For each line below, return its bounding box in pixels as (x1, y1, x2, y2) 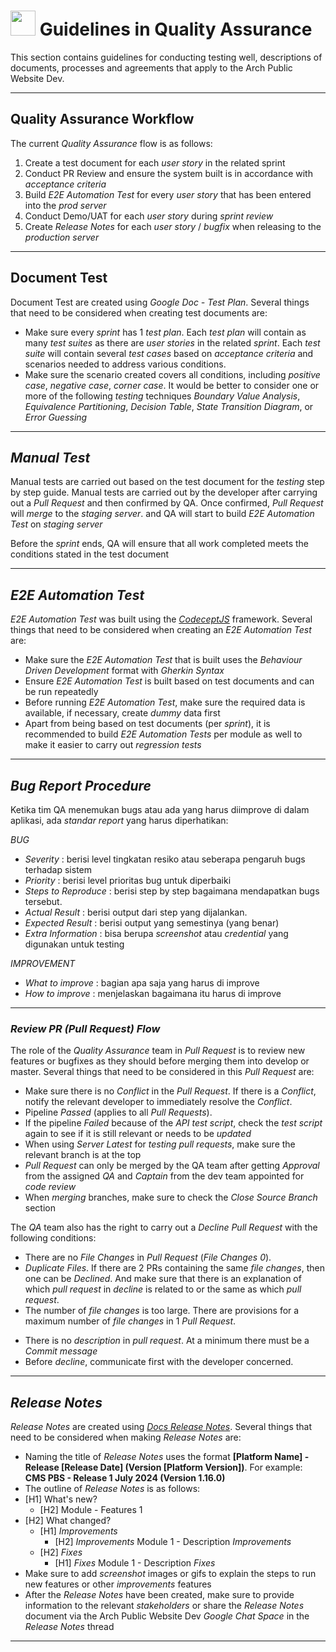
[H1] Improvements (39, 1525, 118, 1537)
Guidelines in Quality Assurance (39, 18, 313, 41)
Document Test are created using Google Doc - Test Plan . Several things (10, 296, 310, 308)
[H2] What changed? (24, 1515, 112, 1527)
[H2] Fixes (39, 1546, 83, 1559)
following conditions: (10, 1232, 97, 1244)
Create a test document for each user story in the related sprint (24, 156, 286, 169)
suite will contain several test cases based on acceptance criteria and (24, 347, 314, 359)
